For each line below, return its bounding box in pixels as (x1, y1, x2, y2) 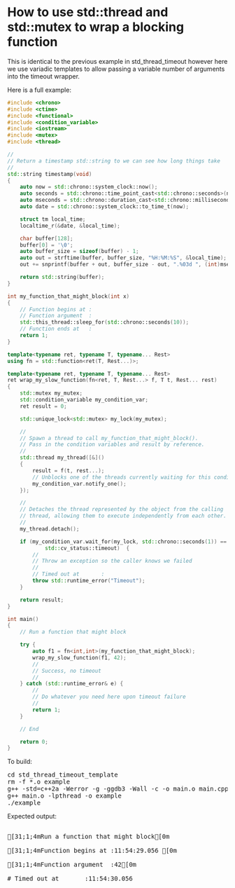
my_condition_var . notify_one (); (32, 480, 127, 487)
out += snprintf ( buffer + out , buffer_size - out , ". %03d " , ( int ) (20, 261, 221, 268)
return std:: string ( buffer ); (20, 274, 105, 281)
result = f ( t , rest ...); (32, 467, 105, 474)
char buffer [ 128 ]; (20, 235, 73, 242)
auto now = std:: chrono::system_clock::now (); (20, 184, 158, 191)
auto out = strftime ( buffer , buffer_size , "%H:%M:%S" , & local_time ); (20, 254, 227, 261)
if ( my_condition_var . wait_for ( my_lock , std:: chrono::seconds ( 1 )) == (20, 538, 227, 545)
